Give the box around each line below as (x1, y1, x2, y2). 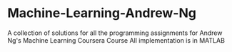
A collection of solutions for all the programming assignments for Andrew (7, 28, 223, 37)
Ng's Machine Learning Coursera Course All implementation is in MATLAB (7, 36, 225, 44)
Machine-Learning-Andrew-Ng (7, 5, 196, 21)
